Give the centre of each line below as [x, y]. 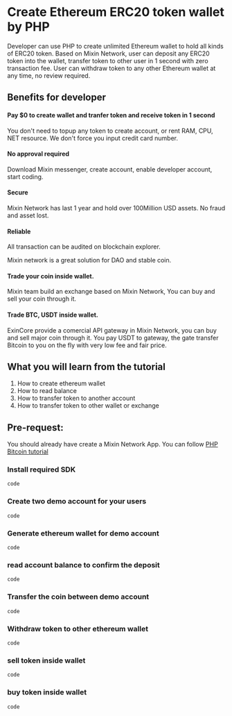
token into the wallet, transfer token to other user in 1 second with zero [108, 60]
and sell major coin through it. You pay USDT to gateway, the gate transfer [113, 338]
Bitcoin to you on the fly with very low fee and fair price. [87, 345]
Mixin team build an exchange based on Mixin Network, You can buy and [111, 292]
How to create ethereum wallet [61, 383]
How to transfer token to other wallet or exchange [88, 406]
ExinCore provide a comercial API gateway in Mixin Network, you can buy [112, 330]
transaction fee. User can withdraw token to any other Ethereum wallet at [111, 68]
